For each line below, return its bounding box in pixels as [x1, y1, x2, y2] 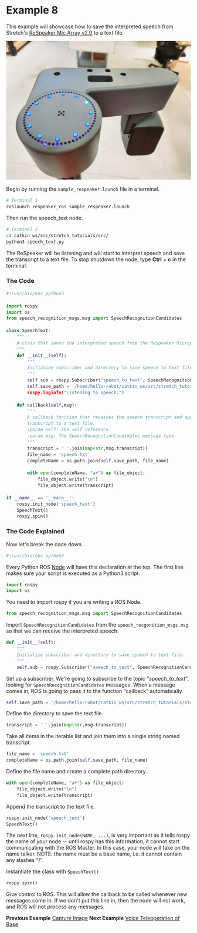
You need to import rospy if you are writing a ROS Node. [6, 599, 142, 606]
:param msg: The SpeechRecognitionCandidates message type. [27, 433, 177, 439]
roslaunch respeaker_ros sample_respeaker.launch [6, 204, 130, 210]
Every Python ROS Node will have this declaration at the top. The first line [6, 563, 184, 570]
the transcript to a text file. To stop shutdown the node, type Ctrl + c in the [6, 256, 186, 263]
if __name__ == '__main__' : [6, 495, 75, 501]
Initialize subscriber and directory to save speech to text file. [16, 652, 185, 658]
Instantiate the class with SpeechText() [6, 868, 100, 875]
